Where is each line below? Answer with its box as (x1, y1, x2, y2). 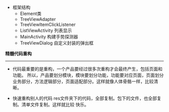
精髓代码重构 (5, 50, 32, 56)
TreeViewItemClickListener (20, 21, 76, 27)
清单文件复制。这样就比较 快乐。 (21, 101, 89, 107)
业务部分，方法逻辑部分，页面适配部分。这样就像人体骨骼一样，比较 (12, 78, 154, 84)
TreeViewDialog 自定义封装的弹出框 (20, 40, 94, 46)
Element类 (20, 10, 42, 16)
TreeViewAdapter (20, 16, 56, 22)
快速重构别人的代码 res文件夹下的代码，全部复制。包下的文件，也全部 (12, 95, 157, 101)
